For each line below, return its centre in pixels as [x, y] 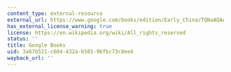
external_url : [27, 20]
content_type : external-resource [55, 13]
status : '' [23, 39]
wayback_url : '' [30, 58]
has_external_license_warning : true [59, 26]
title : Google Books [37, 45]
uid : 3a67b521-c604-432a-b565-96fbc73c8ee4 [70, 52]
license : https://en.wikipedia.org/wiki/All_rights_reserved [97, 33]
